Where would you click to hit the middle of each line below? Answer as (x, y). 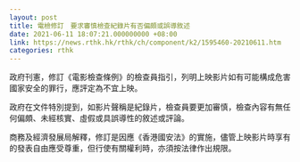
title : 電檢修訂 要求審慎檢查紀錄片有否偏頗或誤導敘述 (100, 26)
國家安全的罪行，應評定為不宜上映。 (76, 88)
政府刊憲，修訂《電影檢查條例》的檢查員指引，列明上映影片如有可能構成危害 (150, 77)
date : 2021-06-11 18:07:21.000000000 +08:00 (93, 34)
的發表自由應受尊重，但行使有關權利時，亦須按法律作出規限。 (123, 149)
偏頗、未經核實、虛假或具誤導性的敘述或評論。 (103, 118)
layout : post (33, 17)
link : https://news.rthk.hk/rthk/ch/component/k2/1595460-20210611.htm (145, 42)
